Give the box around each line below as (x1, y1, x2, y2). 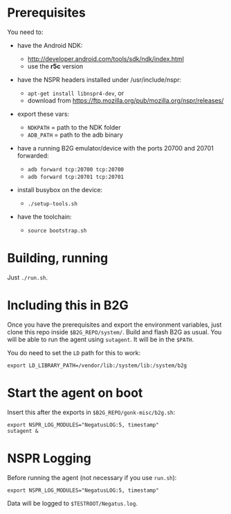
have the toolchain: (17, 212, 72, 221)
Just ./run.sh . (7, 273, 48, 282)
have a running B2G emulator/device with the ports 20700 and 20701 (17, 144, 214, 152)
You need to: (7, 28, 44, 36)
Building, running (7, 250, 109, 266)
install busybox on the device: (17, 185, 102, 194)
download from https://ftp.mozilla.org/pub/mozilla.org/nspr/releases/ (27, 96, 224, 105)
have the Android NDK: (17, 41, 83, 49)
